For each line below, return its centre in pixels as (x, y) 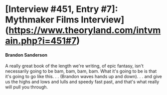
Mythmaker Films (42, 20)
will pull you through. (27, 87)
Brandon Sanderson (26, 55)
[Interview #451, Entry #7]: (62, 9)
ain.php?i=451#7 (41, 41)
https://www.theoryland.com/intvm (85, 30)
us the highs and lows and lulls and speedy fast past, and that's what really (82, 82)
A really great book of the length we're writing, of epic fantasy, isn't (74, 66)
